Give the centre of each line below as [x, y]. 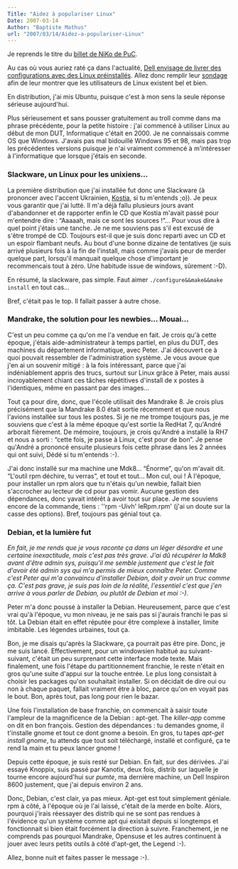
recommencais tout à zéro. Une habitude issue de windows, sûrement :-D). [117, 266]
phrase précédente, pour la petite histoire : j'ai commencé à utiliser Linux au [118, 126]
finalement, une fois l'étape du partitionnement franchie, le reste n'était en [116, 666]
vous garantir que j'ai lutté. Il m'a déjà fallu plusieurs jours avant [101, 205]
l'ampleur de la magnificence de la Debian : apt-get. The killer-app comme [117, 718]
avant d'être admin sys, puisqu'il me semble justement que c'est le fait [111, 563]
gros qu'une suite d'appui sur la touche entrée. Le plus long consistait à [112, 674]
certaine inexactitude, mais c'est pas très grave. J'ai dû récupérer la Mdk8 [117, 556]
